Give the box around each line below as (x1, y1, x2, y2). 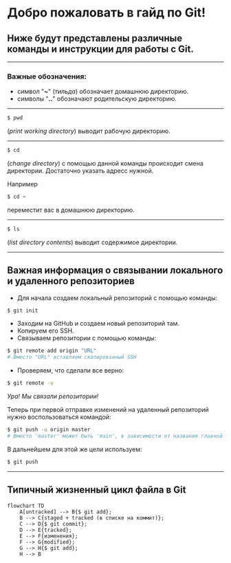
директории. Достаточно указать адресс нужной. (7, 167, 154, 175)
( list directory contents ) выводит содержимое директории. (7, 238, 178, 246)
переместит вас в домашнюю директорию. (7, 206, 135, 214)
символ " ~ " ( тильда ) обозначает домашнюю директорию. (16, 88, 189, 96)
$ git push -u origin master (7, 426, 91, 433)
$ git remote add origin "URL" (7, 347, 97, 355)
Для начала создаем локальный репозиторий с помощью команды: (16, 293, 218, 302)
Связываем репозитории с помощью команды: (16, 334, 157, 342)
